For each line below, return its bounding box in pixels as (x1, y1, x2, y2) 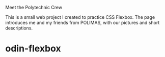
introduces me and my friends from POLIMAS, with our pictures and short (5, 20, 160, 25)
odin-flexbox (5, 43, 61, 54)
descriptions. (5, 25, 33, 31)
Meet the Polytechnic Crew (5, 5, 63, 10)
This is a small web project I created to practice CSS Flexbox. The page (5, 14, 155, 20)
